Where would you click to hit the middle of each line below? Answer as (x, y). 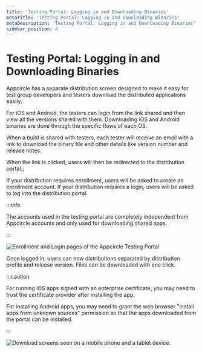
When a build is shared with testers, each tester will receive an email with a (100, 138)
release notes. (24, 151)
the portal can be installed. (40, 319)
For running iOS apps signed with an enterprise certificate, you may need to (101, 288)
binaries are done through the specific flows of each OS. (77, 126)
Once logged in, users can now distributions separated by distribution (93, 259)
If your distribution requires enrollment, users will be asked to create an (95, 181)
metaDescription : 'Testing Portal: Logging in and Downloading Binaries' (101, 23)
